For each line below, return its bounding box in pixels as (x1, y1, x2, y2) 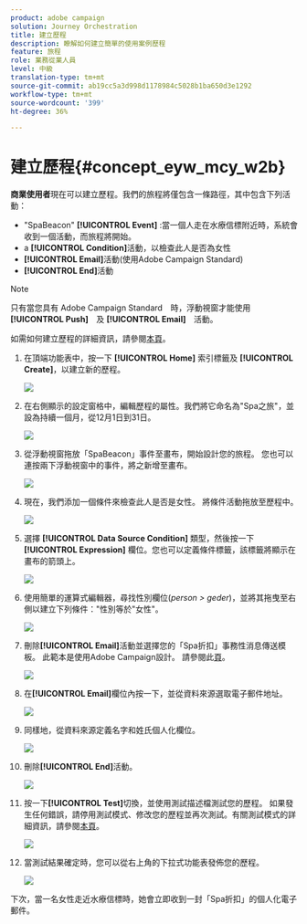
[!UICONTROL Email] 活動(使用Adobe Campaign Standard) (23, 254, 244, 265)
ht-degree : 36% (10, 107, 69, 116)
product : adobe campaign (10, 13, 105, 23)
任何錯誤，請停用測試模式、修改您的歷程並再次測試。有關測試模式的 (31, 809, 289, 820)
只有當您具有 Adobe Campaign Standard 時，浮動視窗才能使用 (10, 302, 251, 313)
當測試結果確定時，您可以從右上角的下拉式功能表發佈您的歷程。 (23, 857, 264, 868)
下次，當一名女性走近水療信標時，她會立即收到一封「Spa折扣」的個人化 (10, 894, 281, 905)
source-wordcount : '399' (10, 98, 105, 108)
